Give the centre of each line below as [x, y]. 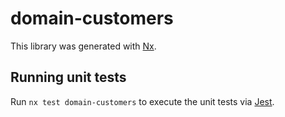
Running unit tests [68, 77]
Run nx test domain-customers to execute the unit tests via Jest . [142, 101]
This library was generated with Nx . [83, 46]
